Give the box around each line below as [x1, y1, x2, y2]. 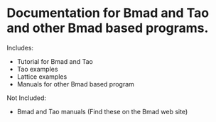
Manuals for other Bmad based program [16, 79, 134, 88]
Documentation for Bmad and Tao [6, 5, 210, 21]
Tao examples [16, 65, 58, 73]
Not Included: [6, 94, 47, 102]
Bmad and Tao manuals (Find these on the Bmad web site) [16, 107, 188, 116]
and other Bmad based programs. [6, 20, 209, 36]
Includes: [6, 43, 33, 52]
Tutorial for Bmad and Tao [16, 57, 93, 65]
